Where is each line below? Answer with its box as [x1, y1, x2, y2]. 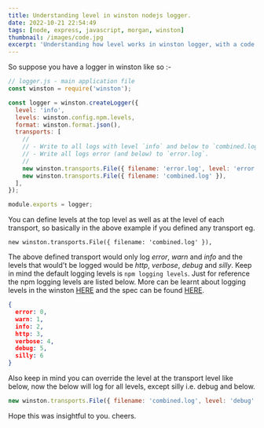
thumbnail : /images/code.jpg [8, 33, 104, 42]
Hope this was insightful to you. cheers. [8, 411, 137, 420]
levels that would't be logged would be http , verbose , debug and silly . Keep [8, 261, 252, 270]
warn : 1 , [15, 315, 44, 323]
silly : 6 [15, 352, 44, 360]
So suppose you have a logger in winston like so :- [8, 62, 171, 71]
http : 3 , [15, 330, 44, 338]
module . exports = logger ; [8, 201, 93, 209]
